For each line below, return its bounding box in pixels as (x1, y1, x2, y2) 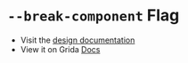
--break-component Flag (7, 5, 180, 26)
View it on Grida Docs (20, 43, 101, 54)
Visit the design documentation (20, 35, 135, 45)
